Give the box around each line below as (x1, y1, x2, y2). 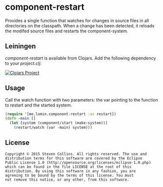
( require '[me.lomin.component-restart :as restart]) (5, 111, 117, 116)
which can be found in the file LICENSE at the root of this (5, 164, 132, 169)
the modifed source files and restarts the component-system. (5, 28, 128, 34)
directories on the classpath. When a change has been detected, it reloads (5, 22, 155, 28)
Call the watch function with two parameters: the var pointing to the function (5, 97, 158, 103)
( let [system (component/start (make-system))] (9, 121, 108, 125)
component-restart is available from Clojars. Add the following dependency (5, 55, 156, 61)
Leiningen (5, 42, 36, 50)
